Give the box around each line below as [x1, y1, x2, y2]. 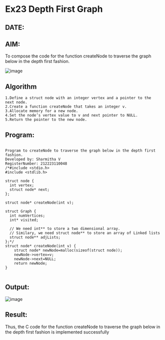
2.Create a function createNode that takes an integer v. [5, 104, 127, 110]
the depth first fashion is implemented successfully [5, 329, 110, 335]
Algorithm [5, 82, 37, 91]
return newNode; [14, 261, 48, 266]
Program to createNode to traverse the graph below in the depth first [5, 148, 156, 153]
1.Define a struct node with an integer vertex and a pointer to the [5, 96, 152, 101]
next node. [5, 100, 28, 105]
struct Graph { [5, 209, 37, 214]
